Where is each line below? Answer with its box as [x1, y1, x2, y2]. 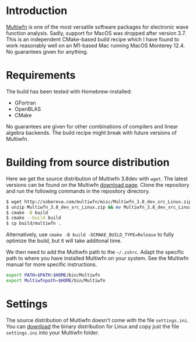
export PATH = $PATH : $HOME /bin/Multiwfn [6, 273, 100, 278]
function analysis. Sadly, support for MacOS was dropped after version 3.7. [6, 29, 187, 36]
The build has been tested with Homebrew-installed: [6, 88, 132, 95]
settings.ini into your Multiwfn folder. [6, 329, 99, 336]
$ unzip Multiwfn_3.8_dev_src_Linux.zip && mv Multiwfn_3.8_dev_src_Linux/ [6, 204, 194, 210]
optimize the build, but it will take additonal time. [6, 238, 123, 245]
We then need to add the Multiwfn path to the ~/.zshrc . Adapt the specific [6, 249, 185, 256]
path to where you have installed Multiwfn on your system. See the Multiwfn [6, 255, 189, 262]
